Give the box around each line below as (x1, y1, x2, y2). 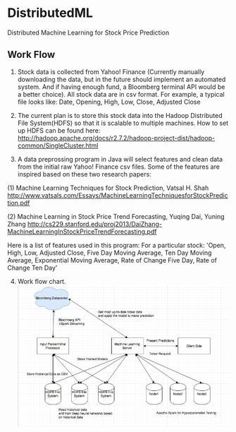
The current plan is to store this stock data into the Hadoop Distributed (17, 111, 223, 119)
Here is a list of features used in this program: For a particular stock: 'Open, (7, 241, 226, 249)
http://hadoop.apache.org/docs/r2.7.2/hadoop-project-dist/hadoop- (17, 133, 216, 142)
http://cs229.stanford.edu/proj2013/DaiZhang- (27, 220, 163, 228)
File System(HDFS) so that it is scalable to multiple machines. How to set (17, 119, 229, 127)
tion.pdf (7, 198, 30, 207)
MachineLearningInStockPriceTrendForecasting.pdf (7, 227, 157, 236)
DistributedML (7, 5, 94, 21)
